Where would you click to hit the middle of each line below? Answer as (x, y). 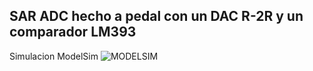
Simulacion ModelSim (54, 56)
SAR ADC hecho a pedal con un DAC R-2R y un (156, 16)
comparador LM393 (73, 32)
